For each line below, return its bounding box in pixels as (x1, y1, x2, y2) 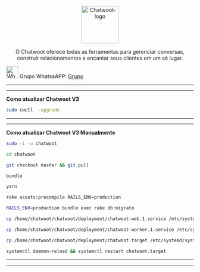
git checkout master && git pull (6, 162, 89, 168)
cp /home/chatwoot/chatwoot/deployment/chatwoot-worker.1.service (6, 227, 174, 233)
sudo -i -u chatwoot (6, 140, 58, 146)
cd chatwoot (6, 151, 36, 157)
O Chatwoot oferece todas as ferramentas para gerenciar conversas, (15, 48, 185, 55)
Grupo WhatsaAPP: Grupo (19, 73, 83, 80)
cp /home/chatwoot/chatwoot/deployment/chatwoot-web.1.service (6, 216, 167, 222)
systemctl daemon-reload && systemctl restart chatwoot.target (6, 248, 167, 254)
